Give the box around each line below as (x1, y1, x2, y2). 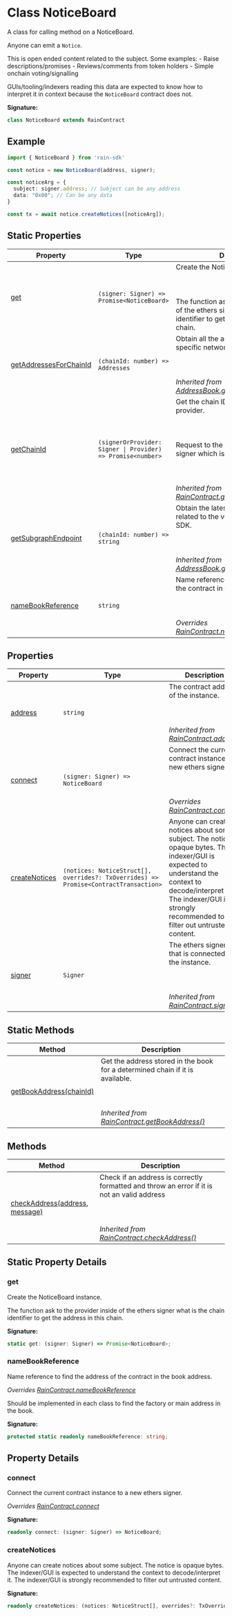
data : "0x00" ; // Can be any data (13, 192, 113, 199)
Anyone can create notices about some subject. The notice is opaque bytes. (7, 1561, 224, 1569)
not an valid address (99, 1190, 166, 1199)
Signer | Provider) (97, 445, 162, 453)
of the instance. (168, 691, 220, 701)
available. (100, 1074, 132, 1083)
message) (10, 1207, 43, 1217)
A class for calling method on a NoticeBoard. (7, 28, 135, 36)
